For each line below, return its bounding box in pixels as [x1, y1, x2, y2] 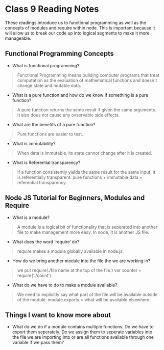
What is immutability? [12, 140, 56, 146]
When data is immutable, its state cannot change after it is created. [17, 150, 153, 156]
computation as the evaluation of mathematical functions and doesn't [17, 77, 158, 83]
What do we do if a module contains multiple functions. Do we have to [12, 324, 154, 330]
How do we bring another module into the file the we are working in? [12, 258, 151, 264]
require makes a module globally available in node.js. [17, 248, 124, 254]
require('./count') [17, 272, 51, 278]
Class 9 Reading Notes [5, 3, 99, 15]
